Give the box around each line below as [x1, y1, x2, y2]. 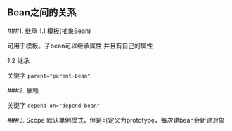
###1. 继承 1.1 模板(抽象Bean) [7, 27, 91, 35]
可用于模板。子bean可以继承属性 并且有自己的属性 [7, 41, 153, 50]
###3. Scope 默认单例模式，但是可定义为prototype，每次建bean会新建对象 [7, 116, 225, 124]
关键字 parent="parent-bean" [7, 71, 91, 79]
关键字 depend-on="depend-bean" [7, 101, 101, 109]
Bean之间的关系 [7, 6, 77, 19]
